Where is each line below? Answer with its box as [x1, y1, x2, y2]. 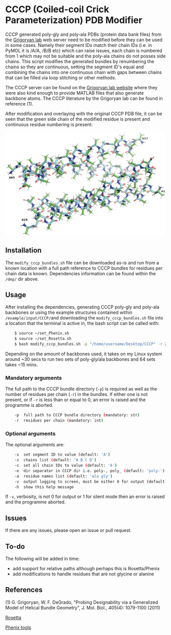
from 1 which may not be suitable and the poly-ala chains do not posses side [5, 52, 166, 59]
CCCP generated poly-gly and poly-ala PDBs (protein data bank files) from [5, 31, 162, 37]
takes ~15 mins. [5, 361, 38, 367]
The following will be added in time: [5, 555, 80, 562]
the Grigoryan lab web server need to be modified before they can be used [5, 37, 163, 43]
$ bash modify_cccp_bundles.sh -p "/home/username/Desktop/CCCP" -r [14, 341, 163, 347]
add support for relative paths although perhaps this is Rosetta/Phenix [12, 566, 160, 572]
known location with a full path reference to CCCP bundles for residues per [5, 265, 163, 271]
